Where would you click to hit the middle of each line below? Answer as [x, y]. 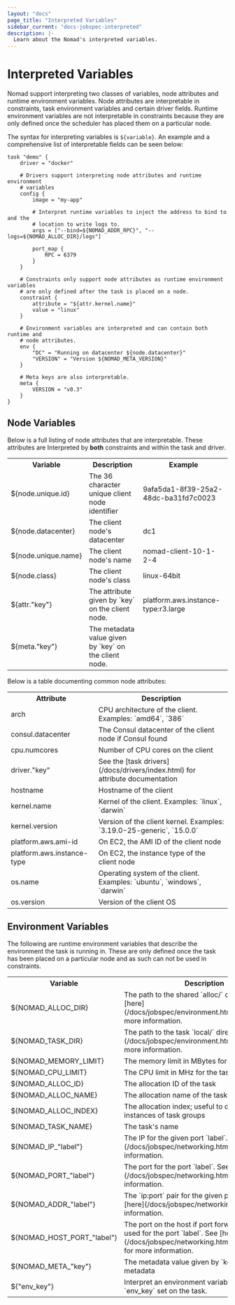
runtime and [24, 335]
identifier [104, 511]
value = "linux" [56, 310]
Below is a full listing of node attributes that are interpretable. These [105, 440]
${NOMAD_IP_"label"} [47, 1146]
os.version [28, 902]
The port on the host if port [169, 1224]
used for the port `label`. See [171, 1233]
